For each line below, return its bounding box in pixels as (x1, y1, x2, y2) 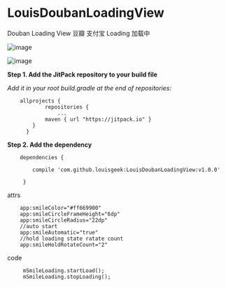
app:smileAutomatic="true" (20, 229, 99, 236)
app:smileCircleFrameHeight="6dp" (20, 211, 120, 218)
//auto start (20, 222, 58, 229)
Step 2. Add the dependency (7, 140, 92, 149)
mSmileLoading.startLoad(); (22, 267, 105, 274)
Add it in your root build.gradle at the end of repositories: (7, 84, 172, 92)
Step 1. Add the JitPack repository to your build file (7, 70, 157, 79)
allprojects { (20, 97, 61, 105)
